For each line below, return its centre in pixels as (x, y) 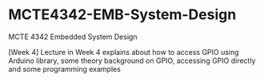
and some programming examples (65, 68)
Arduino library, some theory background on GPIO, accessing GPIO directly (132, 61)
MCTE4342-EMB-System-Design (122, 15)
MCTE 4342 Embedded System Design (73, 37)
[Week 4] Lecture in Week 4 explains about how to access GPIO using (124, 52)
